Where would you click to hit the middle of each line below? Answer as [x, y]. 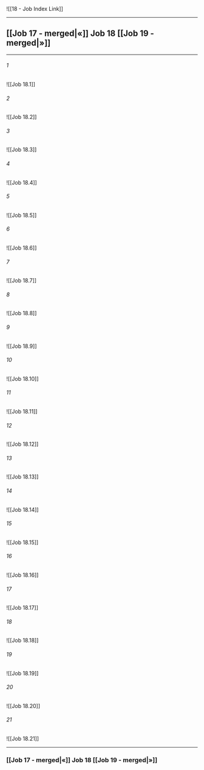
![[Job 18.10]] [22, 378]
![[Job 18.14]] [22, 509]
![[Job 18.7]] [22, 281]
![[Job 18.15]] [22, 542]
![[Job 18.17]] [22, 608]
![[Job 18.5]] [22, 215]
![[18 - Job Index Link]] [35, 9]
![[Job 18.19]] [22, 673]
